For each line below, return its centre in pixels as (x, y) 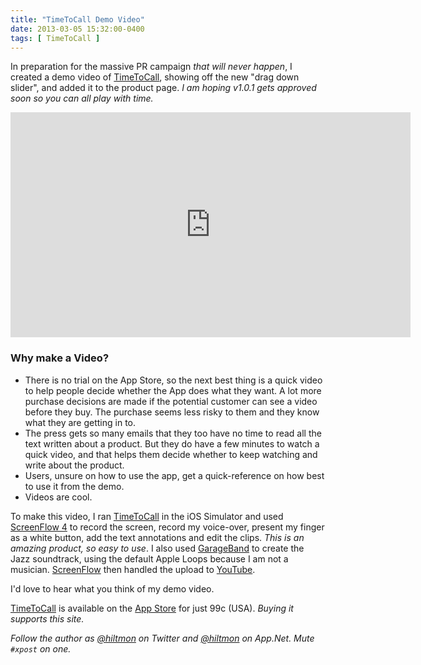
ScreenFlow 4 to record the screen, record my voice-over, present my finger (167, 527)
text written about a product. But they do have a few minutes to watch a (172, 443)
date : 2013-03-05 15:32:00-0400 (77, 29)
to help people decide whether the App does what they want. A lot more (173, 390)
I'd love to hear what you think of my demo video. (112, 588)
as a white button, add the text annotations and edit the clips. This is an (157, 537)
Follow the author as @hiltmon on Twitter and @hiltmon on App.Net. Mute (162, 638)
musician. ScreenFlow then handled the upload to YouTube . (133, 569)
